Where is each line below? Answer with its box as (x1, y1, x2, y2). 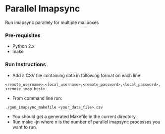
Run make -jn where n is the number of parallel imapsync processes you (12, 119, 161, 125)
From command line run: (12, 95, 62, 101)
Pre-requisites (5, 32, 41, 39)
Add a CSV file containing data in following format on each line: (12, 72, 142, 78)
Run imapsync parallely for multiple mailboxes (5, 19, 99, 25)
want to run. (12, 124, 37, 130)
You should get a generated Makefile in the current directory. (12, 113, 137, 120)
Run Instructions (5, 61, 46, 68)
